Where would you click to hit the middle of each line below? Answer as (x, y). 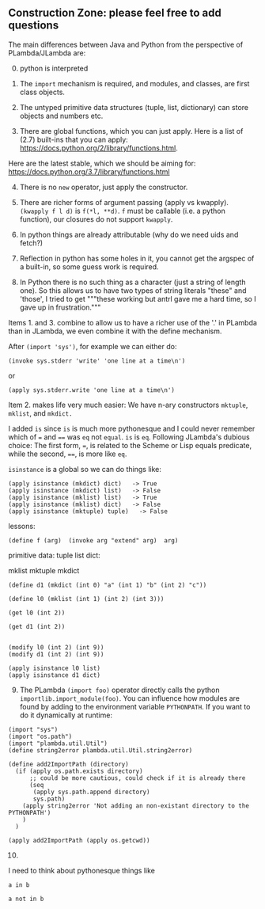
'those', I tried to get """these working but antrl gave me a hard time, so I (138, 299)
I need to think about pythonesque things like (82, 870)
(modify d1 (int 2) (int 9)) (56, 654)
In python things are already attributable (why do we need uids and (129, 234)
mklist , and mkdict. (40, 413)
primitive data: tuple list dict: (54, 555)
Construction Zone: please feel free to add (115, 13)
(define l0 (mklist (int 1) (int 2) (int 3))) (86, 599)
